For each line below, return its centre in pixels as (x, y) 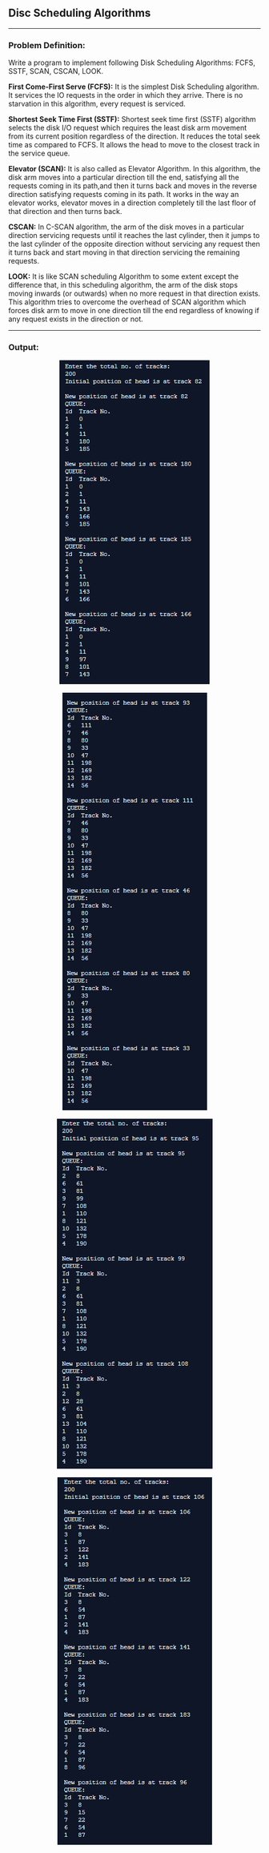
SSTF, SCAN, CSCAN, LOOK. (56, 71)
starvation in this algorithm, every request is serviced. (97, 104)
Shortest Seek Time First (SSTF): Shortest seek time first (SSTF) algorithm (132, 119)
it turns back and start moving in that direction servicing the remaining (124, 252)
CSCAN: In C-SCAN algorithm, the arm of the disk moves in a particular (126, 227)
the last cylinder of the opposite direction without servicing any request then (134, 244)
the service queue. (39, 153)
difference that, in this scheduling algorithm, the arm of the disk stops (123, 285)
